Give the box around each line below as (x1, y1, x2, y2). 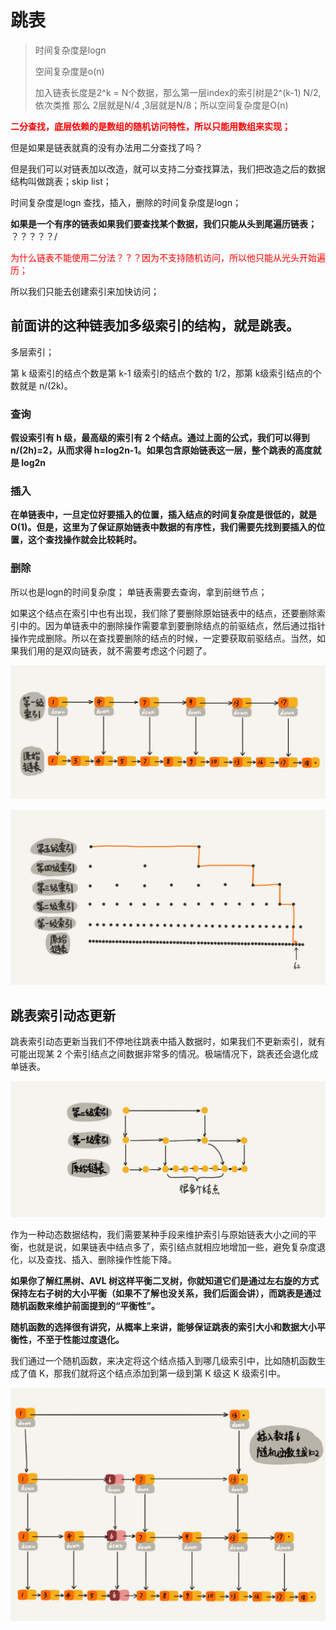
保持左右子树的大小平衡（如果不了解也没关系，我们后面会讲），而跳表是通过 (10, 1287, 322, 1299)
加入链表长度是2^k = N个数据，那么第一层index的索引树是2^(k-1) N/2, (34, 86, 322, 98)
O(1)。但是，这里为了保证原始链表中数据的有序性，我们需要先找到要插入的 (10, 521, 317, 533)
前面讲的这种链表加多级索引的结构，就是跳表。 (10, 317, 300, 335)
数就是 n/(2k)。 (10, 379, 73, 391)
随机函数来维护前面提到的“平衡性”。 (10, 1299, 161, 1311)
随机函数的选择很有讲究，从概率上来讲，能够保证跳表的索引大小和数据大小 (10, 1321, 317, 1333)
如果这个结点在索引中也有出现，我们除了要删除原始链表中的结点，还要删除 (10, 607, 317, 619)
